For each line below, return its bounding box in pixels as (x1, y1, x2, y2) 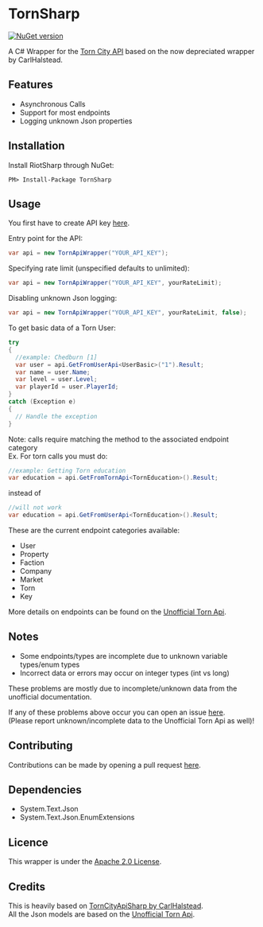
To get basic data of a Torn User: (8, 323, 117, 333)
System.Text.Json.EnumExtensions (19, 812, 135, 822)
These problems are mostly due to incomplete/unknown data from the (8, 684, 238, 693)
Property (19, 550, 49, 559)
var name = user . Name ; (15, 368, 91, 376)
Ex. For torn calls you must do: (8, 451, 108, 461)
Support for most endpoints (19, 107, 111, 117)
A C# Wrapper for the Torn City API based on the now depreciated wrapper (8, 46, 255, 56)
